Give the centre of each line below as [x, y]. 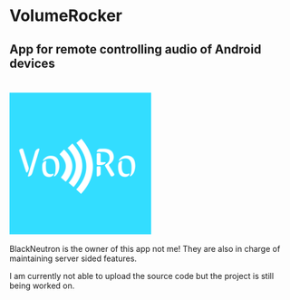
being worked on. [42, 285]
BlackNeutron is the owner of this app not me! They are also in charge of [145, 248]
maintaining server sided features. [73, 258]
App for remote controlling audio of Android [135, 49]
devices [33, 63]
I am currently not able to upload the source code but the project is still [142, 276]
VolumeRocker [66, 16]
